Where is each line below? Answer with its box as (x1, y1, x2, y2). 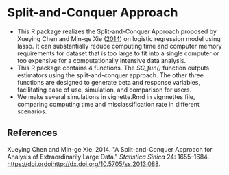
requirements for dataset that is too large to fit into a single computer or (16, 49, 219, 57)
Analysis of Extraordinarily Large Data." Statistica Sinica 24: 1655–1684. (7, 152, 210, 161)
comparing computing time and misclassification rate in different (16, 100, 200, 108)
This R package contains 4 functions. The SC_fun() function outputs (16, 64, 210, 72)
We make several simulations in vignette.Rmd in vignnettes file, (16, 92, 195, 100)
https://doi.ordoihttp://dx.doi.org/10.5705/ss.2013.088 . (7, 159, 161, 168)
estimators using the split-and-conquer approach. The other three (16, 70, 204, 79)
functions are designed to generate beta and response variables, (16, 78, 201, 86)
